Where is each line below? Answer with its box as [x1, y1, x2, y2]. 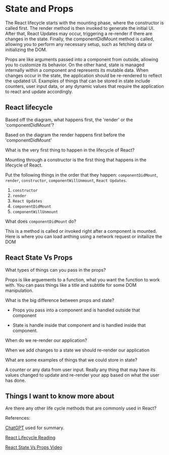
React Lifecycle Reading [5, 435, 55, 441]
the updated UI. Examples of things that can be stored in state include [5, 78, 150, 84]
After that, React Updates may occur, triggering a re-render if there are [5, 30, 152, 36]
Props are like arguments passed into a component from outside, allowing [5, 56, 158, 62]
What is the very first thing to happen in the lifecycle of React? [5, 147, 135, 153]
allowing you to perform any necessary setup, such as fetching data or [5, 41, 152, 47]
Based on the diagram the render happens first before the [5, 132, 125, 138]
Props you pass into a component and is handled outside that [12, 307, 140, 313]
